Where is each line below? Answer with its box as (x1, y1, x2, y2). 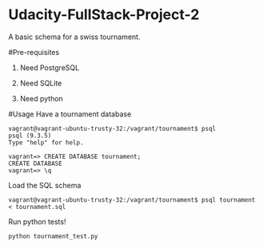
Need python (19, 93, 64, 103)
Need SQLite (19, 78, 62, 88)
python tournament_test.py (8, 232, 98, 240)
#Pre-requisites (8, 47, 60, 57)
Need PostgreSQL (19, 62, 80, 73)
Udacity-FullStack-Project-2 (8, 6, 200, 24)
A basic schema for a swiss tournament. (8, 32, 141, 41)
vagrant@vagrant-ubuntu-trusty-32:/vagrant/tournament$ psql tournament (8, 195, 256, 204)
